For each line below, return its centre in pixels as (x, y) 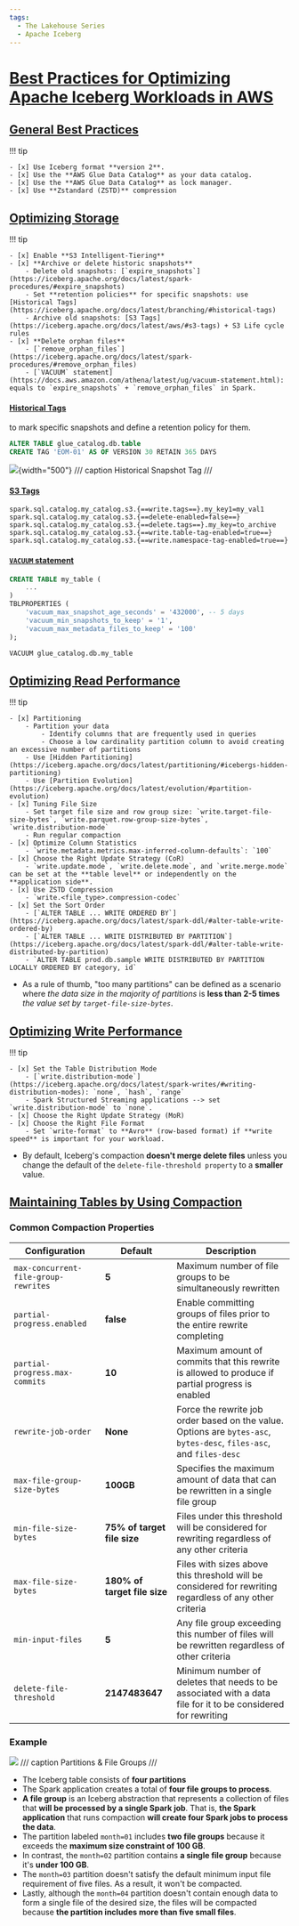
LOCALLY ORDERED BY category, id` (73, 968)
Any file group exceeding (229, 1623)
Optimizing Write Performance (96, 1031)
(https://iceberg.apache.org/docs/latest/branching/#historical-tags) (143, 311)
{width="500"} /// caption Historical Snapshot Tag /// (115, 470)
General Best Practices (74, 129)
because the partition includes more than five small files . (129, 1912)
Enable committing (216, 1302)
